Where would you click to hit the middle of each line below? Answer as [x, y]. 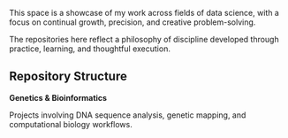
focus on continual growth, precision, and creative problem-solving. [133, 22]
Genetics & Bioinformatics [58, 97]
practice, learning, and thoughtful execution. [90, 49]
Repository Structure [68, 77]
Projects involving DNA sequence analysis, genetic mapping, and [128, 115]
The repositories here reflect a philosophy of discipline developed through [144, 39]
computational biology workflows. [71, 124]
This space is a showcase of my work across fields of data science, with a [144, 13]
